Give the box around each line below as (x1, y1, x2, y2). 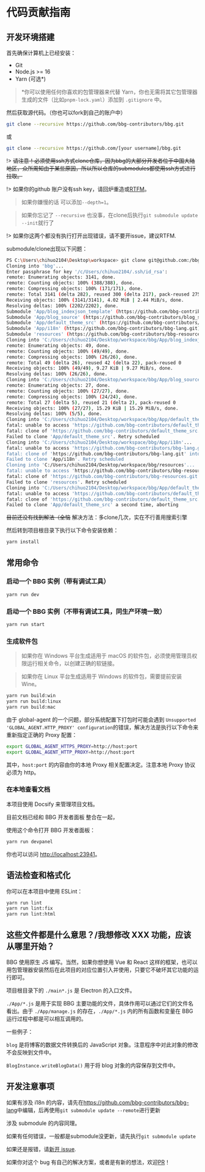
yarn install (6, 539, 40, 545)
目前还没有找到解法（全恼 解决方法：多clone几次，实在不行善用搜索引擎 (6, 513, 188, 521)
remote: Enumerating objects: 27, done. (6, 383, 111, 389)
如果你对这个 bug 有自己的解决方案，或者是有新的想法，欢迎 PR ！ (6, 1158, 171, 1166)
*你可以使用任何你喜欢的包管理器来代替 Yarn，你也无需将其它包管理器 (21, 88, 198, 95)
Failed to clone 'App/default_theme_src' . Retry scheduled (6, 433, 160, 439)
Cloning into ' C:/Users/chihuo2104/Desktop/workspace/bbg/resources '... (6, 462, 195, 468)
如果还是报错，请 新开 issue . (6, 1145, 76, 1152)
